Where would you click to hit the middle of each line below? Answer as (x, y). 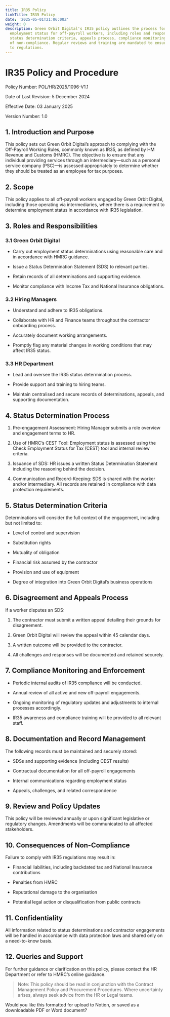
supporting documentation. (41, 400)
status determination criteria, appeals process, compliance (76, 38)
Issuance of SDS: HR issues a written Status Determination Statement (85, 463)
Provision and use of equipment (46, 572)
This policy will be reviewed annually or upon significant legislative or (77, 818)
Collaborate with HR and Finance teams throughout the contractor (81, 320)
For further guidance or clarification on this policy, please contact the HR (81, 969)
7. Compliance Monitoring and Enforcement (75, 671)
